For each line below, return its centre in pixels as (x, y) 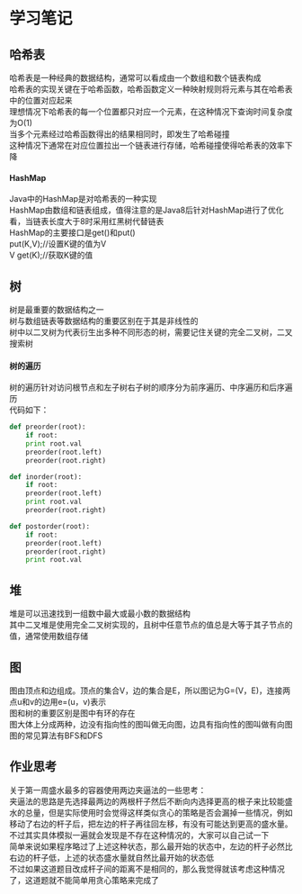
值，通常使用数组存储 (49, 637)
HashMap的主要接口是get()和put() (73, 233)
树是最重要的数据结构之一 (57, 310)
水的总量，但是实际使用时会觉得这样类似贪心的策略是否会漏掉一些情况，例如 (151, 812)
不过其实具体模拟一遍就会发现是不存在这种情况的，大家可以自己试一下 (139, 835)
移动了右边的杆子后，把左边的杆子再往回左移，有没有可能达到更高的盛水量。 (151, 824)
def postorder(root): (50, 526)
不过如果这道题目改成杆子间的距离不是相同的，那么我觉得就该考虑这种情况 (147, 869)
